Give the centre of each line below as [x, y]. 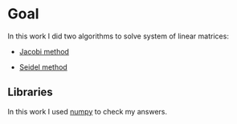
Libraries [30, 92]
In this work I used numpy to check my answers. [88, 111]
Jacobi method [44, 51]
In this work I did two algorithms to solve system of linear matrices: [118, 36]
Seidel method [43, 67]
